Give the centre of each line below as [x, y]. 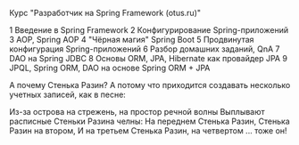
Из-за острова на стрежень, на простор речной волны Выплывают [137, 112]
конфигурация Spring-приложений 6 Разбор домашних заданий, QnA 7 [145, 49]
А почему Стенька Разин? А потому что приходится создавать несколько [150, 85]
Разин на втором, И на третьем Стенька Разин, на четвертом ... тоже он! [148, 131]
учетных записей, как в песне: [68, 94]
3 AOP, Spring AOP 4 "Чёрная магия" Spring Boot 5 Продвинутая [132, 40]
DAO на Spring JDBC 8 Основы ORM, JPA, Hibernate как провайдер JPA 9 [149, 58]
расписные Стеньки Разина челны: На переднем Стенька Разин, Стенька [149, 121]
